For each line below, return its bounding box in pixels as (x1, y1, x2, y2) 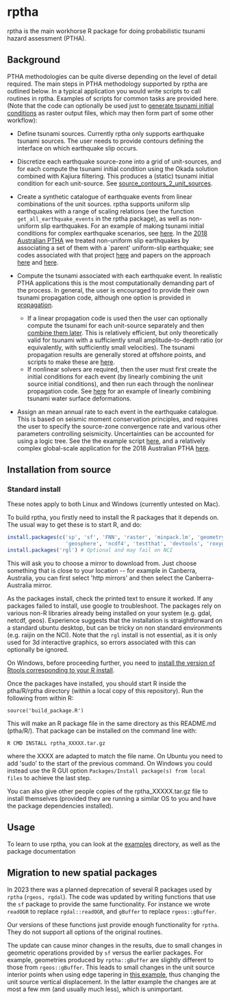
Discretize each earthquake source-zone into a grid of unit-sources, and (16, 157, 222, 166)
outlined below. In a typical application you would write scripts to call (7, 87, 201, 95)
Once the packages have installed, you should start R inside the (7, 679, 187, 687)
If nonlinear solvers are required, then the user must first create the (27, 365, 217, 373)
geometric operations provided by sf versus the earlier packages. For (7, 948, 204, 957)
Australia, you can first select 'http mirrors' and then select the (7, 574, 183, 582)
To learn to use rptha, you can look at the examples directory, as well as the (7, 839, 220, 848)
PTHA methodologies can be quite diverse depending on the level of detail (7, 72, 217, 80)
